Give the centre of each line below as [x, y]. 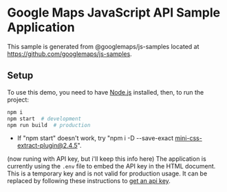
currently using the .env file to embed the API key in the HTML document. [111, 166]
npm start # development [44, 119]
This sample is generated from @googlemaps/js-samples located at [103, 46]
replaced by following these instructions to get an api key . [89, 181]
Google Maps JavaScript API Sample [114, 13]
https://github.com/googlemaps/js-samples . [69, 54]
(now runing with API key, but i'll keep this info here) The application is [107, 159]
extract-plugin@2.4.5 [47, 146]
